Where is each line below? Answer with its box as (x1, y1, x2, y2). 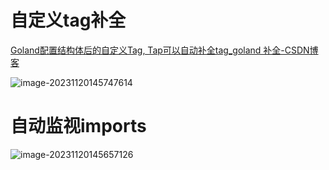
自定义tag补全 (10, 9, 127, 32)
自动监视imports (10, 115, 147, 138)
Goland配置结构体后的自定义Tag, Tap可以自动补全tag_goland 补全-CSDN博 (10, 44, 319, 56)
